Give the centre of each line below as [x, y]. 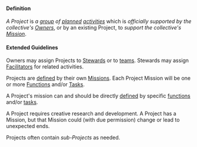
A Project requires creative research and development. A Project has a [91, 114]
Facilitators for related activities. [45, 67]
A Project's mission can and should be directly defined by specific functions [98, 96]
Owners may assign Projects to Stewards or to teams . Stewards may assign [98, 61]
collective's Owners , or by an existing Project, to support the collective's [94, 28]
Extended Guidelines [32, 47]
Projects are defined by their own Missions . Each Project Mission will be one [98, 78]
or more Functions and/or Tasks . [46, 84]
